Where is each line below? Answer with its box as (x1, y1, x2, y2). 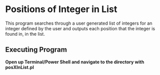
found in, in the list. (5, 31, 46, 37)
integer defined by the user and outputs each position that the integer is (5, 25, 155, 31)
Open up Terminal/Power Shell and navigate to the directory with (5, 59, 144, 65)
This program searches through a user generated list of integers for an (5, 20, 153, 26)
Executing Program (5, 45, 67, 54)
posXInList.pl (5, 64, 34, 70)
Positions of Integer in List (5, 4, 117, 15)
